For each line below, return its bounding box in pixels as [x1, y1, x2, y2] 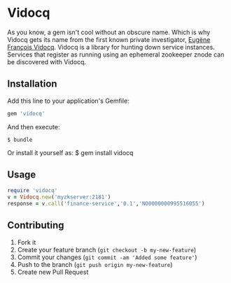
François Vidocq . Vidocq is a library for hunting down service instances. [7, 43, 215, 51]
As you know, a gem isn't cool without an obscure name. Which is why [7, 28, 211, 36]
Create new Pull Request [17, 268, 89, 276]
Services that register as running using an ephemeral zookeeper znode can [7, 50, 225, 59]
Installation [7, 78, 57, 90]
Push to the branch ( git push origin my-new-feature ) [17, 260, 173, 268]
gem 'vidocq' [7, 110, 45, 117]
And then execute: [7, 122, 60, 131]
